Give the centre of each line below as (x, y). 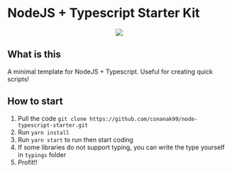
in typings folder (42, 154)
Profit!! (27, 162)
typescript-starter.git (53, 125)
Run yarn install (43, 132)
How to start (35, 102)
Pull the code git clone (52, 118)
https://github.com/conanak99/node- (144, 119)
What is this (34, 55)
